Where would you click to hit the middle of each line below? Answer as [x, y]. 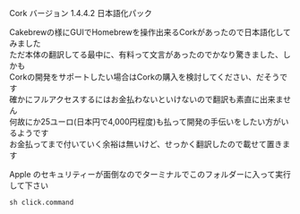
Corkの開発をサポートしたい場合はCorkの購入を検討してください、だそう [145, 77]
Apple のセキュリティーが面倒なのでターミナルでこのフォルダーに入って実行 [150, 174]
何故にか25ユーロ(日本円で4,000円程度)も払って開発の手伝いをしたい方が [146, 122]
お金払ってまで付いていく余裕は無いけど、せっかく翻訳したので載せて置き [146, 144]
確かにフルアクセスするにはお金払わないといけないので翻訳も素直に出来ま [146, 99]
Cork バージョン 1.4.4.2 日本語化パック [81, 13]
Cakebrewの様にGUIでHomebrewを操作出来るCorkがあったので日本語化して [150, 32]
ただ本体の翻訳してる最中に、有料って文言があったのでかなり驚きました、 [146, 55]
